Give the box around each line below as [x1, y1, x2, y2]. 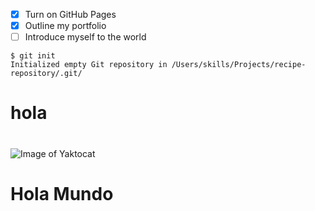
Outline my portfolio [24, 20, 107, 32]
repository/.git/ [10, 69, 83, 79]
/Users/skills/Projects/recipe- [171, 60, 307, 70]
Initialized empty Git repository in [10, 60, 168, 70]
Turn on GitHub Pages [24, 9, 117, 20]
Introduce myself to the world [24, 31, 147, 43]
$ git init [10, 51, 56, 61]
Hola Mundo [10, 182, 114, 205]
